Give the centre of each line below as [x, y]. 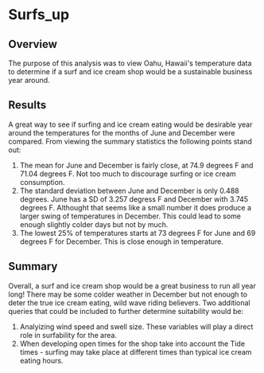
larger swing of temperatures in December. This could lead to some [130, 216]
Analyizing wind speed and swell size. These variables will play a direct [136, 326]
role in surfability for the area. [68, 335]
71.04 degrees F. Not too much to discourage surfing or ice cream [128, 174]
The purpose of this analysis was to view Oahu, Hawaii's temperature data [130, 63]
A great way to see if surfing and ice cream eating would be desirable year [130, 124]
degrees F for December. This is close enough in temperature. [122, 241]
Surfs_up [39, 15]
